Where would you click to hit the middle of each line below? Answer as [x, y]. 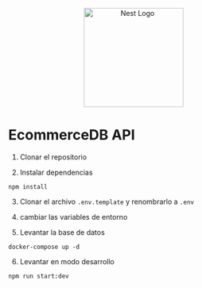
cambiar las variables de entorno [74, 217]
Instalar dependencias [56, 172]
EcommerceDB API [72, 135]
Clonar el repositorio [53, 157]
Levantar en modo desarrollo [67, 261]
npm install [28, 186]
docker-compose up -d [44, 247]
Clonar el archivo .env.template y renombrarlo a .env [107, 202]
